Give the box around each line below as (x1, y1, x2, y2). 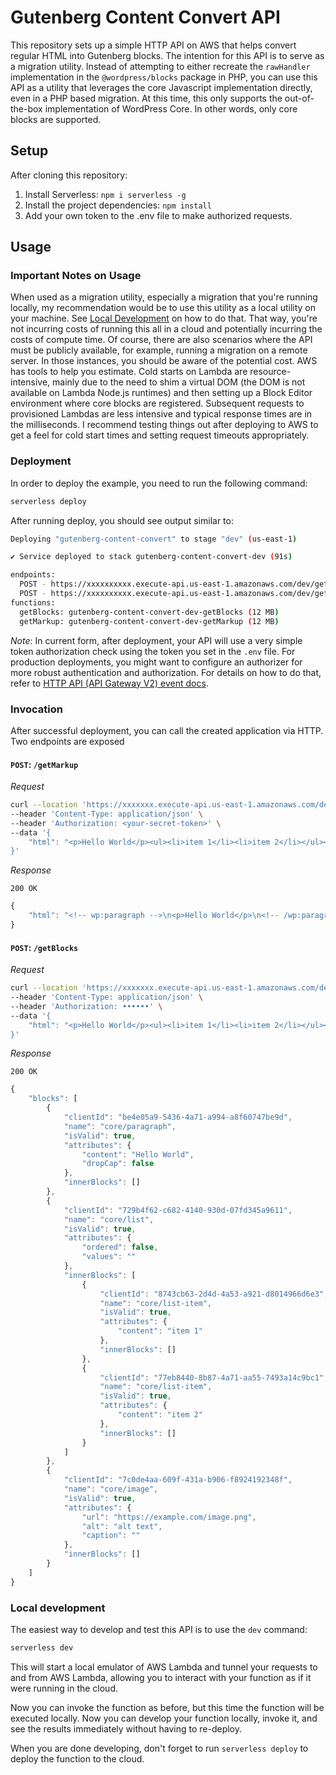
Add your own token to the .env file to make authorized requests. (24, 209, 293, 221)
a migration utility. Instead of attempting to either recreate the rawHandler (10, 60, 311, 72)
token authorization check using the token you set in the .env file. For (10, 645, 296, 657)
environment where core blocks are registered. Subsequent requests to (10, 397, 305, 410)
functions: (10, 597, 56, 608)
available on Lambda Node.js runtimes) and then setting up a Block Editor (10, 387, 313, 399)
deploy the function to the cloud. (10, 1752, 145, 1765)
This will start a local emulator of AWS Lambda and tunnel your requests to (10, 1661, 318, 1673)
